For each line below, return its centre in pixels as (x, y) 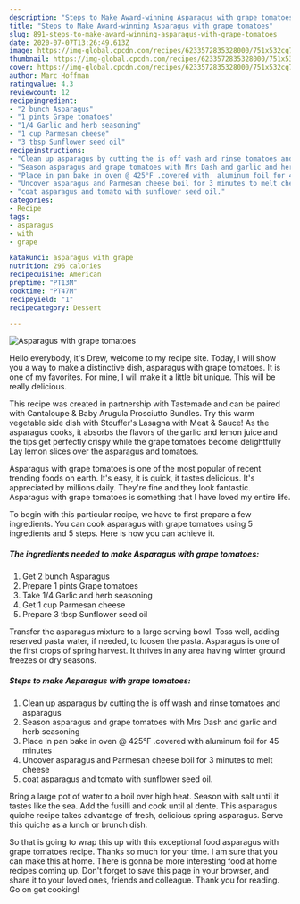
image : (21, 51)
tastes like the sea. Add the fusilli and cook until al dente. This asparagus (143, 806)
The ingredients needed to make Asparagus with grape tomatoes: (134, 554)
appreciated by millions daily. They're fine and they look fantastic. (130, 488)
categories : (31, 201)
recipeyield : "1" (42, 299)
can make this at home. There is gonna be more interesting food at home (143, 861)
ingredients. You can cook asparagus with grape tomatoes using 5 (131, 524)
